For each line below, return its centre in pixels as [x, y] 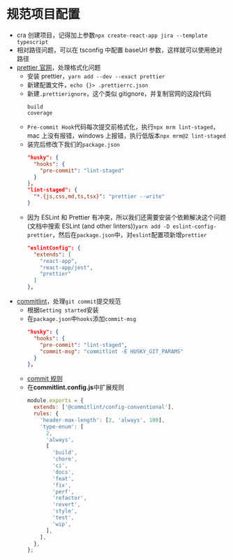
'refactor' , [69, 498]
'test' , [63, 518]
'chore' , [65, 459]
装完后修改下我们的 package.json [73, 144]
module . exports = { [55, 401]
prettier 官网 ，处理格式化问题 [59, 67]
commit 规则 [45, 379]
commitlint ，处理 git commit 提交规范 [69, 301]
